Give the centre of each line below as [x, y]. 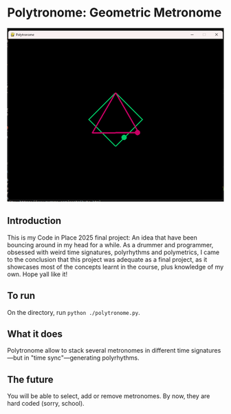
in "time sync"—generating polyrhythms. [81, 358]
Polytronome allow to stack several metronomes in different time [99, 351]
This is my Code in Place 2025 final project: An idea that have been [102, 237]
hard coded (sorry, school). [46, 404]
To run [21, 296]
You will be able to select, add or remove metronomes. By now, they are [109, 396]
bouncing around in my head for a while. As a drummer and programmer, [110, 245]
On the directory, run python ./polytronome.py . [74, 312]
